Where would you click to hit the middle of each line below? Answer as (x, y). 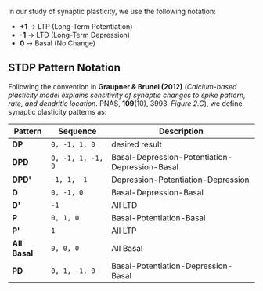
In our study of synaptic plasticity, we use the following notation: (112, 11)
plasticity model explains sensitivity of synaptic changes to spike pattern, (127, 95)
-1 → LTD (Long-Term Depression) (75, 35)
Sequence (77, 131)
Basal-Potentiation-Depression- (172, 266)
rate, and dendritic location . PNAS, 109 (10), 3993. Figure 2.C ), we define (125, 103)
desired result (137, 144)
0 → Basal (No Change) (58, 43)
